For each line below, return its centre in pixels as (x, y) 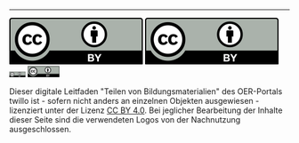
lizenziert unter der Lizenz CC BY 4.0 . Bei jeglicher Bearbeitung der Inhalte (146, 110)
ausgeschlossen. (40, 129)
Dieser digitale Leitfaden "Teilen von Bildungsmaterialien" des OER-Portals (146, 91)
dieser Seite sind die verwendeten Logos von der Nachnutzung (125, 119)
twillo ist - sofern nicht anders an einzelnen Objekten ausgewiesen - (134, 101)
